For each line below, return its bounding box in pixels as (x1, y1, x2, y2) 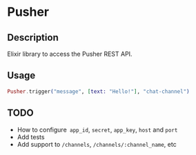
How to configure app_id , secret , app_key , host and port (17, 125, 178, 134)
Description (7, 32, 59, 43)
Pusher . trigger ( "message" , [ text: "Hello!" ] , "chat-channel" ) (7, 87, 190, 95)
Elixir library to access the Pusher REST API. (7, 50, 133, 58)
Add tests (17, 132, 45, 141)
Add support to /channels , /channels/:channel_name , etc (17, 140, 177, 148)
